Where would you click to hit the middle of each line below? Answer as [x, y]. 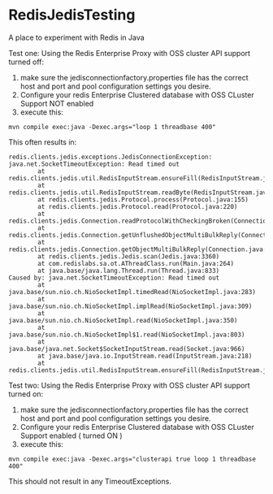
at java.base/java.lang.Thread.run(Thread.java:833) [129, 271]
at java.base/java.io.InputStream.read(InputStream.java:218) [145, 356]
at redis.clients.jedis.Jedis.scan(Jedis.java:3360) [129, 256]
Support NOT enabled [57, 103]
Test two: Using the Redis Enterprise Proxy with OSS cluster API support [129, 385]
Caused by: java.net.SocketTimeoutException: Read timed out [114, 278]
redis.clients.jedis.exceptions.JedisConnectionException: [110, 157]
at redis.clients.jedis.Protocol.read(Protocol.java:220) [138, 206]
